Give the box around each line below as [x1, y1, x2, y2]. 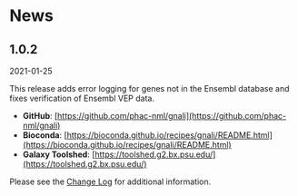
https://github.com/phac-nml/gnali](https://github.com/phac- [57, 111, 287, 121]
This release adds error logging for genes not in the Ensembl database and [9, 83, 290, 93]
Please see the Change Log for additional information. [9, 176, 212, 187]
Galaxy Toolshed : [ [22, 149, 95, 160]
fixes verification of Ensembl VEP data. [9, 93, 154, 103]
